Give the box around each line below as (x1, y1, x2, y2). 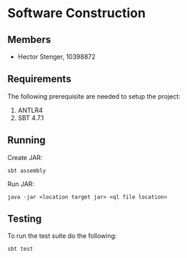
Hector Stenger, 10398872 (17, 52, 96, 61)
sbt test (7, 245, 34, 253)
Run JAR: (7, 179, 34, 188)
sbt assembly (7, 167, 46, 174)
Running (7, 134, 46, 147)
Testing (7, 213, 42, 225)
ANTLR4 (17, 106, 44, 114)
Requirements (7, 73, 71, 85)
